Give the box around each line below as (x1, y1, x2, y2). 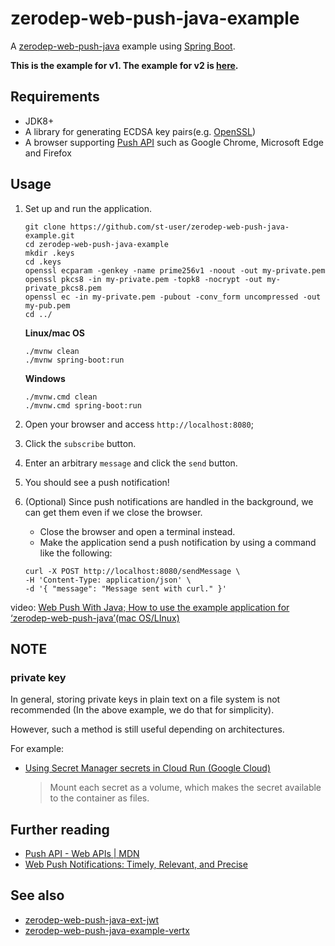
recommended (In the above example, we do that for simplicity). (10, 704, 275, 716)
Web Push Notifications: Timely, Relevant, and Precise (24, 858, 248, 871)
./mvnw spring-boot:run (24, 355, 125, 365)
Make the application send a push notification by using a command (39, 536, 317, 548)
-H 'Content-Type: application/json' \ (24, 575, 192, 585)
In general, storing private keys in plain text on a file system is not (10, 693, 281, 706)
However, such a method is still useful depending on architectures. (10, 723, 285, 736)
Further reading (10, 821, 110, 838)
